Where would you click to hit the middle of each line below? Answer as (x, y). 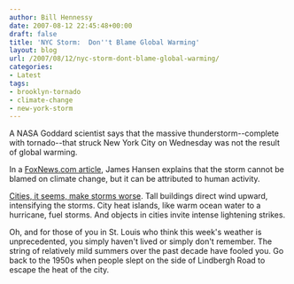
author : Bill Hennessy (51, 17)
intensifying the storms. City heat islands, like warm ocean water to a (135, 206)
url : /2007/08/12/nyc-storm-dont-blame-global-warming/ (114, 59)
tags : (19, 83)
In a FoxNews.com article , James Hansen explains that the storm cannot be (147, 170)
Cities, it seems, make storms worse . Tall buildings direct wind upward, (139, 196)
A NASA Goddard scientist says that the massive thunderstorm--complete (144, 133)
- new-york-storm (41, 108)
